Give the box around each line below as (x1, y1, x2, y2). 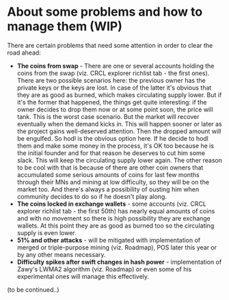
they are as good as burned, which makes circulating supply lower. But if (16, 90, 222, 99)
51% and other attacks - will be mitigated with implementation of (16, 236, 201, 244)
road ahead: (7, 49, 41, 57)
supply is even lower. (16, 228, 77, 236)
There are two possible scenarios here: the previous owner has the (16, 76, 206, 84)
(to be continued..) (7, 285, 59, 294)
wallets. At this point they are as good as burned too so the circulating (16, 221, 215, 230)
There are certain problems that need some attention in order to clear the (7, 41, 213, 49)
